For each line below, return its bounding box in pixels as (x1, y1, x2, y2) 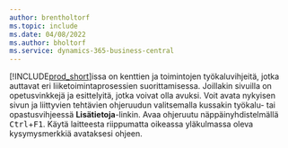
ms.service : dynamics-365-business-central (9, 47, 175, 56)
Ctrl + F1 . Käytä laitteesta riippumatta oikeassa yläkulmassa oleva (9, 118, 254, 130)
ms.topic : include (9, 22, 78, 30)
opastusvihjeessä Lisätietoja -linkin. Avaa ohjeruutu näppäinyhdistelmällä (9, 109, 279, 120)
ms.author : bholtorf (9, 38, 87, 48)
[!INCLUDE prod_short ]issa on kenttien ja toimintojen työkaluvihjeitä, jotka (9, 71, 280, 82)
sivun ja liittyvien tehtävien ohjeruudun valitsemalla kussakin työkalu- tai (9, 100, 276, 110)
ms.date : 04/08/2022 (9, 30, 87, 39)
